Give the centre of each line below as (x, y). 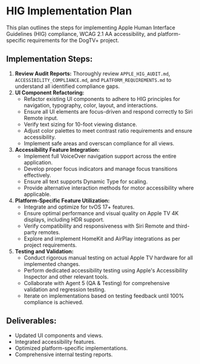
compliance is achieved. (53, 302)
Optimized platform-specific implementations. (71, 348)
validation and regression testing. (65, 289)
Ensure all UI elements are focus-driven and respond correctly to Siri (108, 111)
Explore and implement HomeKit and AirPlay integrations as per (102, 238)
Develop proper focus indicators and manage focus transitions (101, 169)
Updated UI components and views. (59, 335)
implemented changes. (52, 264)
